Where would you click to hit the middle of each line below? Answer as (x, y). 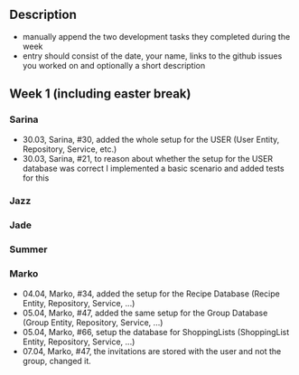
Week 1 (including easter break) (100, 94)
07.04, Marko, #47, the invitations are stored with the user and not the (152, 351)
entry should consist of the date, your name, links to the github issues (152, 56)
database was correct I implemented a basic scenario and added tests (153, 168)
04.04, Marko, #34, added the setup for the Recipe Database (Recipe (151, 294)
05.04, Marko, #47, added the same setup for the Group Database (145, 313)
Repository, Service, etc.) (70, 149)
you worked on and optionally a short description (114, 65)
